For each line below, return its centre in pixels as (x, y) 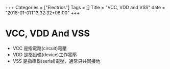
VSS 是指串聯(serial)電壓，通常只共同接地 (56, 61)
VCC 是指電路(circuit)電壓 (40, 48)
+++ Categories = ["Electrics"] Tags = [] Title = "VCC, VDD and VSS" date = (85, 7)
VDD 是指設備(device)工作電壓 (45, 54)
